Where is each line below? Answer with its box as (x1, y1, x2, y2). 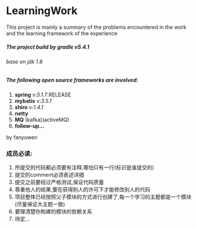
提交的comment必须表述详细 (14, 172, 84, 179)
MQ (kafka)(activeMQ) (14, 116, 69, 123)
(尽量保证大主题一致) (14, 201, 66, 208)
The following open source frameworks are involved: (6, 76, 139, 83)
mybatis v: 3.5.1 (14, 97, 52, 104)
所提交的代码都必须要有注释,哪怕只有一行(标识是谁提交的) (14, 164, 155, 171)
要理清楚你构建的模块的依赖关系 (14, 208, 92, 215)
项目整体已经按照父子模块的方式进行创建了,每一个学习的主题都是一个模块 (14, 193, 192, 200)
